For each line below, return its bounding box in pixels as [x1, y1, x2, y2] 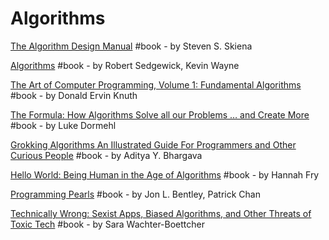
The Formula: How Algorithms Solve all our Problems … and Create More [10, 108, 310, 121]
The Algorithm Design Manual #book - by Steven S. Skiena [10, 40, 253, 52]
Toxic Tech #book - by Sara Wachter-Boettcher [10, 218, 205, 230]
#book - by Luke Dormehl [10, 119, 117, 131]
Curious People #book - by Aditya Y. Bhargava [10, 149, 203, 161]
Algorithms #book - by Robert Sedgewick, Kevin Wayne [10, 59, 240, 71]
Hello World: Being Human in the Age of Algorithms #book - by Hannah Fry [10, 168, 320, 181]
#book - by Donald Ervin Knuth [10, 89, 138, 101]
